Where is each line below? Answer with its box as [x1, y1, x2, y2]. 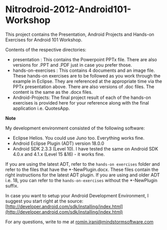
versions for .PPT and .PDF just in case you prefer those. [12, 62, 132, 68]
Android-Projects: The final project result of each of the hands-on [12, 94, 152, 100]
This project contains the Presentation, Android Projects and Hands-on [5, 31, 155, 37]
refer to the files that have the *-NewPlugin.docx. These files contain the [5, 166, 159, 172]
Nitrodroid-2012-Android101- [5, 4, 131, 15]
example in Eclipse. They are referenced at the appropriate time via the [12, 78, 162, 84]
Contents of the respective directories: [5, 46, 87, 53]
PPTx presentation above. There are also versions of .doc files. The [12, 83, 155, 90]
